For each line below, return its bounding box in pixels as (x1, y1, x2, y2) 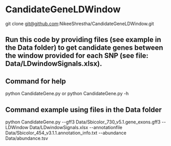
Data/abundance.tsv (5, 135, 49, 141)
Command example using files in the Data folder (5, 105, 162, 114)
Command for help (5, 77, 67, 86)
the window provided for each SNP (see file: (5, 51, 148, 60)
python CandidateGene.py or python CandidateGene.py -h (5, 91, 129, 97)
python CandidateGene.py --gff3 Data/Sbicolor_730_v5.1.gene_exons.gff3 (5, 119, 161, 125)
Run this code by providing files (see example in (5, 35, 161, 44)
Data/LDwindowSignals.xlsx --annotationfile (29, 124, 123, 130)
